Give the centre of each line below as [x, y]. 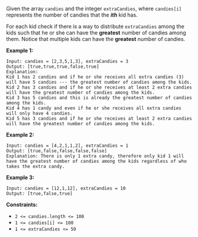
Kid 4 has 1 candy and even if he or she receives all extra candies [94, 108]
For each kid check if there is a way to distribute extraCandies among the [95, 26]
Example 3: [20, 177]
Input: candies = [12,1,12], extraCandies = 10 [66, 188]
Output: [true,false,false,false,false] [57, 151]
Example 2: [20, 135]
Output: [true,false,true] [39, 194]
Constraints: [22, 205]
